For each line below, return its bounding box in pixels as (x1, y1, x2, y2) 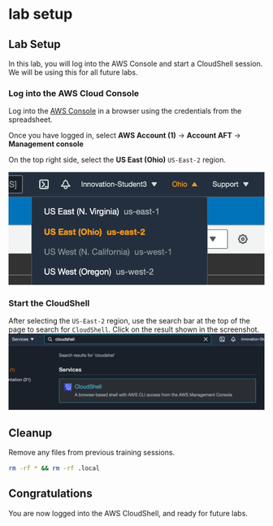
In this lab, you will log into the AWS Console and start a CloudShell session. (8, 59, 263, 68)
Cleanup (8, 426, 53, 440)
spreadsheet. (8, 115, 53, 124)
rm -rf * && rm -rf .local (8, 464, 100, 472)
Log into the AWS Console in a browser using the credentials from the (8, 107, 242, 116)
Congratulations (8, 487, 93, 501)
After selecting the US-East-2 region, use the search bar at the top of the (8, 316, 250, 326)
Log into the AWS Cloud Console (8, 87, 140, 98)
